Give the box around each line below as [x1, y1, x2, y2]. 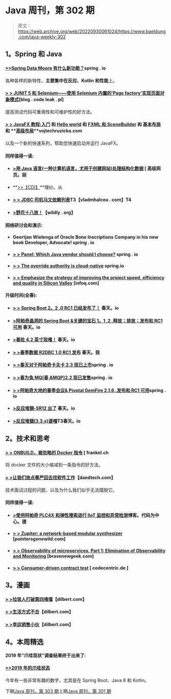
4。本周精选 [5, 638, 44, 646]
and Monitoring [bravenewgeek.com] [12, 553, 94, 559]
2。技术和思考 [5, 434, 50, 443]
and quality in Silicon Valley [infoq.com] [12, 279, 100, 286]
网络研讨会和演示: [5, 222, 43, 228]
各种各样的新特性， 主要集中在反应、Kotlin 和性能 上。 [5, 77, 117, 83]
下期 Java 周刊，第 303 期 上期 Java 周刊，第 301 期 [5, 688, 111, 694]
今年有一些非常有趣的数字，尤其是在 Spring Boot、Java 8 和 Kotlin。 [5, 677, 150, 683]
